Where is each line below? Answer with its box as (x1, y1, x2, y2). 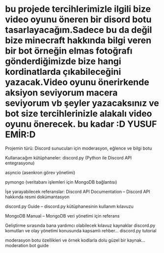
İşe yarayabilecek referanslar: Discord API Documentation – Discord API (5, 189, 151, 194)
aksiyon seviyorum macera (5, 87, 118, 98)
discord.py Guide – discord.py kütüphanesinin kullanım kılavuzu (5, 203, 134, 209)
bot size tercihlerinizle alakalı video (5, 108, 152, 119)
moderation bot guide (5, 242, 49, 248)
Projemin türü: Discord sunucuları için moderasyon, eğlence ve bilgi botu (5, 145, 152, 151)
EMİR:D (5, 129, 36, 140)
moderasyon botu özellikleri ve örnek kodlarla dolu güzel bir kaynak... (5, 237, 146, 243)
